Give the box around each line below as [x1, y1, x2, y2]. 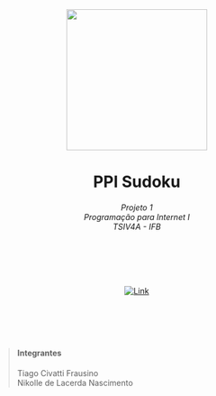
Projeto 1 [120, 202, 154, 213]
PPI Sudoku [93, 171, 181, 192]
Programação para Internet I [84, 211, 190, 222]
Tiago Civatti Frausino [16, 367, 99, 378]
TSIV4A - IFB [112, 221, 161, 232]
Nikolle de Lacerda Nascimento [16, 377, 134, 388]
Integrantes [16, 347, 62, 359]
